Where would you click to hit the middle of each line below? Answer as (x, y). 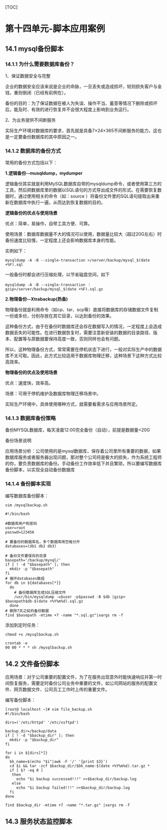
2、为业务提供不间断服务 (31, 120)
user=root (15, 528)
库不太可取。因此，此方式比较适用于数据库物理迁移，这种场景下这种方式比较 (83, 356)
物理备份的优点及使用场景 (31, 372)
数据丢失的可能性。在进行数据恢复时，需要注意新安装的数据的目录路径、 (79, 333)
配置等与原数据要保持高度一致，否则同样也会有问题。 (68, 339)
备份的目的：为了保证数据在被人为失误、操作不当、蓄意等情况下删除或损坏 (81, 103)
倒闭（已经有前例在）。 (45, 92)
